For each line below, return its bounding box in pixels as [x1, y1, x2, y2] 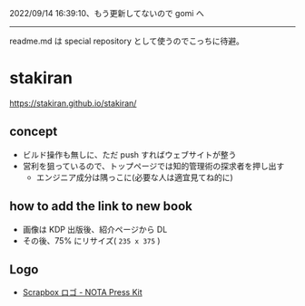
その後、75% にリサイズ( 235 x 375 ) [22, 234, 161, 246]
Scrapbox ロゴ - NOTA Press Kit [22, 287, 143, 298]
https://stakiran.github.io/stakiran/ [9, 98, 137, 109]
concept [9, 124, 58, 139]
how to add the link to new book [9, 198, 193, 215]
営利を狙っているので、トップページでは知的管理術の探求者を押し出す [22, 160, 285, 171]
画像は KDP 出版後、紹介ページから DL [22, 224, 168, 234]
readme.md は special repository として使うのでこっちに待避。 [9, 35, 245, 46]
